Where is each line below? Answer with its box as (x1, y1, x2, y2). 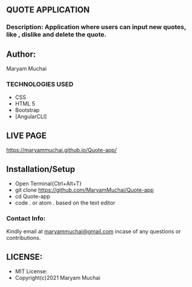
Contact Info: (6, 214, 46, 222)
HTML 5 (14, 100, 36, 107)
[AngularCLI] (14, 113, 47, 120)
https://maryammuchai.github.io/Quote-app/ (6, 147, 117, 154)
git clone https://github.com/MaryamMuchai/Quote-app (14, 186, 154, 194)
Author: (6, 49, 36, 59)
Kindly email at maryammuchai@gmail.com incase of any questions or (6, 228, 181, 235)
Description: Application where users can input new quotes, (6, 23, 186, 31)
